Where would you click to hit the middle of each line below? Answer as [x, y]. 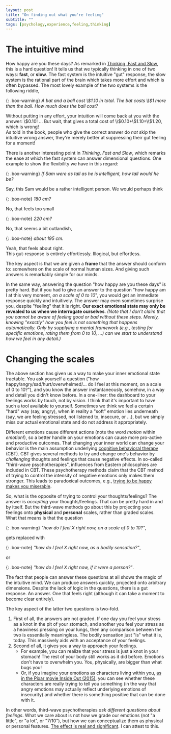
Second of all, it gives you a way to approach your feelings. [75, 646]
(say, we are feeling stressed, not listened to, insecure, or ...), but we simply [85, 417]
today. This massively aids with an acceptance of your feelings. [80, 641]
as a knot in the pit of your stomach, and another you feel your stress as [89, 624]
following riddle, [23, 91]
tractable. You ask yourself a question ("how [52, 379]
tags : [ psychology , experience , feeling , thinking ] [58, 24]
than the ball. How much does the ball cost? [52, 106]
